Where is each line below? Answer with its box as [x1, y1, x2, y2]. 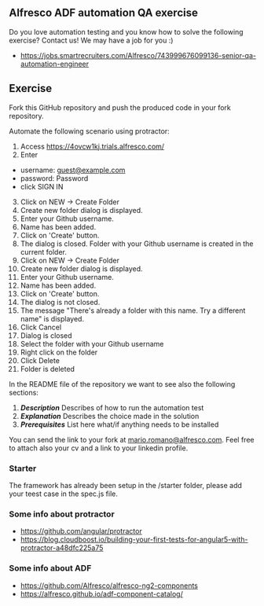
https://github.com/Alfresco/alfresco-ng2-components [20, 581, 199, 590]
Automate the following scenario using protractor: [9, 126, 170, 136]
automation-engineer [20, 59, 90, 68]
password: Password [20, 173, 89, 183]
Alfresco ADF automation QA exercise [9, 6, 199, 20]
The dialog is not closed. [20, 297, 101, 307]
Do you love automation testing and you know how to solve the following [9, 27, 244, 36]
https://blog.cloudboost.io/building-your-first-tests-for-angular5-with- [20, 534, 248, 545]
